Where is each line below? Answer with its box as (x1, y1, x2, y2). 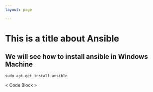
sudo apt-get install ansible (5, 73, 68, 78)
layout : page (5, 7, 32, 12)
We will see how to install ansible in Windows (5, 52, 148, 61)
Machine (5, 60, 33, 69)
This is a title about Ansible (5, 33, 119, 44)
